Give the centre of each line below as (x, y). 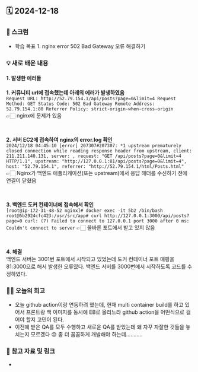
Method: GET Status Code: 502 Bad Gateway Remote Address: (81, 104)
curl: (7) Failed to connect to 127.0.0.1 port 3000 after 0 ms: (107, 221)
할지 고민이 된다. (45, 320)
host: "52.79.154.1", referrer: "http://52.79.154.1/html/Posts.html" (95, 166)
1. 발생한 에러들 (24, 78)
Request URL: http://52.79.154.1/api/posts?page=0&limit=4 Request (91, 98)
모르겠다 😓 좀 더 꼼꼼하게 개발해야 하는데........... (87, 335)
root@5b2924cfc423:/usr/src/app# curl (54, 216)
